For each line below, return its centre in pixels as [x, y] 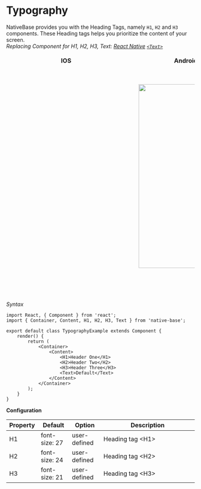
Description [148, 425]
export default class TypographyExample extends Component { [84, 331]
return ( [39, 341]
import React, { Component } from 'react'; [61, 315]
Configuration [24, 410]
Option [85, 425]
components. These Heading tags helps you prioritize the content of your [97, 33]
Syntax [15, 304]
